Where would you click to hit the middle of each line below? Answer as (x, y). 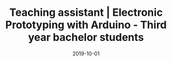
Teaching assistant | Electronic (86, 13)
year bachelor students (86, 37)
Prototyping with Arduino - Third (86, 25)
